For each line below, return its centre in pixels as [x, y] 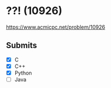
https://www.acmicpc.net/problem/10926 [56, 27]
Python [23, 73]
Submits [22, 45]
